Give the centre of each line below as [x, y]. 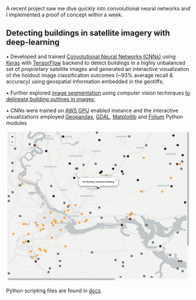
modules [17, 123]
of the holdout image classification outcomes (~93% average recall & [90, 75]
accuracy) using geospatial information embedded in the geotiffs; [85, 81]
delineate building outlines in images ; [51, 99]
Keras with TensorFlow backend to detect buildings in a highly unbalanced [96, 63]
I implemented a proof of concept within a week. [64, 15]
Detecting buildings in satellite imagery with [88, 33]
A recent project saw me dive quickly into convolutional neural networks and [98, 9]
